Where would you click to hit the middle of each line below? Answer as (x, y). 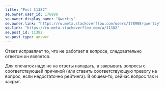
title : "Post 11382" (26, 10)
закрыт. (13, 81)
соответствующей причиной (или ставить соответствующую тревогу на (81, 71)
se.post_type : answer (27, 37)
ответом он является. (28, 56)
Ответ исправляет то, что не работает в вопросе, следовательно (73, 51)
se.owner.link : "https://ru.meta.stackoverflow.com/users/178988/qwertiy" (83, 23)
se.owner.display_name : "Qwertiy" (41, 19)
